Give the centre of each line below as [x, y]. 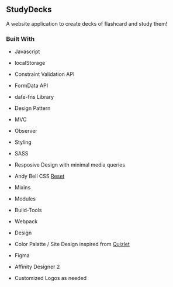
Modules [25, 199]
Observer [26, 131]
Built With [20, 39]
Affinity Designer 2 [37, 267]
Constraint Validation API [44, 74]
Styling [23, 142]
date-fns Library [34, 97]
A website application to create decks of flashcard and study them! [87, 23]
